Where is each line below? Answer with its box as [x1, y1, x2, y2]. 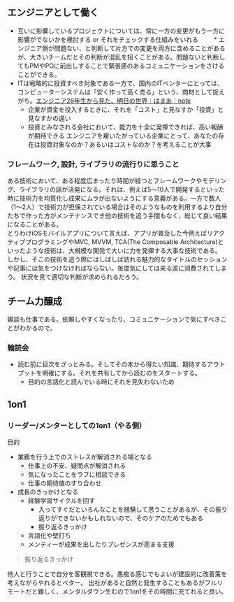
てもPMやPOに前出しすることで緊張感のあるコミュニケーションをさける [17, 62, 225, 70]
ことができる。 [17, 70, 61, 78]
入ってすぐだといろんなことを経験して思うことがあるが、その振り [38, 505, 228, 513]
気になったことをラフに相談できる [27, 470, 126, 478]
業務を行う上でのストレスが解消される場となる [17, 452, 152, 461]
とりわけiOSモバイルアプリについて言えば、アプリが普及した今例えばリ [7, 229, 213, 238]
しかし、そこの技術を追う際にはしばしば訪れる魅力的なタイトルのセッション [7, 255, 228, 264]
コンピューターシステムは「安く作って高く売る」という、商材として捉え [17, 87, 225, 96]
